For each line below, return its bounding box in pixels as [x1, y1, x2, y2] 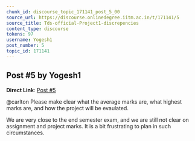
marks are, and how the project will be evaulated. [6, 104, 129, 111]
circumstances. [6, 129, 45, 136]
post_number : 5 [6, 43, 45, 49]
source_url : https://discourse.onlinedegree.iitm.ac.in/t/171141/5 [6, 14, 180, 20]
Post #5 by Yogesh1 [6, 70, 82, 81]
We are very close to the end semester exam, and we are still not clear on [6, 116, 189, 124]
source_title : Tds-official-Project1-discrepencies [6, 20, 139, 26]
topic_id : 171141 [6, 48, 50, 54]
